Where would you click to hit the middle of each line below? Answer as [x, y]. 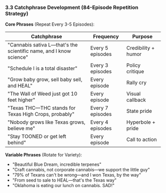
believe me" [21, 129]
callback [136, 100]
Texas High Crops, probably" [41, 114]
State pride [139, 111]
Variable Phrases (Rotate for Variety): [44, 155]
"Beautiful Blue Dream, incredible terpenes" [57, 164]
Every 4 [99, 122]
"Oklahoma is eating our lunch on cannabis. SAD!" [63, 186]
